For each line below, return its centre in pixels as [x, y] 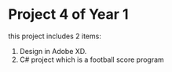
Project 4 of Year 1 [68, 14]
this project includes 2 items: [55, 36]
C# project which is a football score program [92, 59]
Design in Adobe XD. [53, 51]
